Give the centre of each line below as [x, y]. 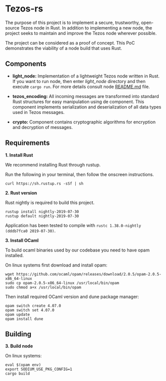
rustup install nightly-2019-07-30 [42, 211]
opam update [17, 314]
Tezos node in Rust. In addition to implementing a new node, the [86, 27]
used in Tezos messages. [38, 112]
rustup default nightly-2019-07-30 [42, 216]
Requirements [27, 143]
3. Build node [19, 346]
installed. [14, 255]
